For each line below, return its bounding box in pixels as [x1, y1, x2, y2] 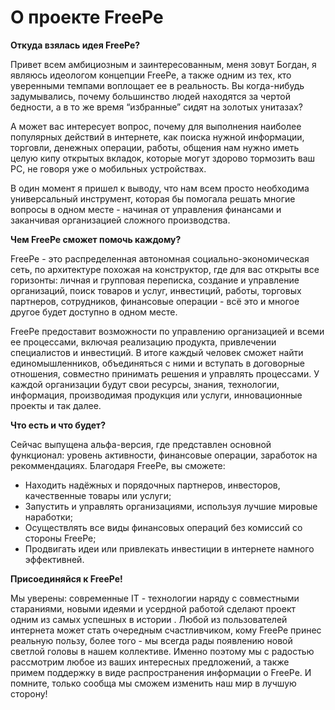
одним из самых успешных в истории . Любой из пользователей [10, 613, 288, 625]
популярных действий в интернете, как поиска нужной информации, [10, 131, 305, 143]
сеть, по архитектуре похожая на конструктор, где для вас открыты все [10, 263, 320, 275]
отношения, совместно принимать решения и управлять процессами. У [10, 367, 320, 380]
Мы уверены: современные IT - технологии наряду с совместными [10, 592, 300, 604]
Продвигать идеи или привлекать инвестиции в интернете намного [24, 542, 315, 555]
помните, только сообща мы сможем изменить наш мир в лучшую [10, 677, 297, 689]
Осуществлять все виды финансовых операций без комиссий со [24, 521, 303, 533]
